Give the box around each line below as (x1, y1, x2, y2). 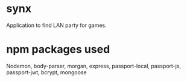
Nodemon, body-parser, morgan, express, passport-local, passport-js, (6, 62, 182, 69)
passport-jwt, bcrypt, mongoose (6, 68, 87, 76)
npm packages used (6, 42, 110, 56)
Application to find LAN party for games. (6, 22, 107, 29)
